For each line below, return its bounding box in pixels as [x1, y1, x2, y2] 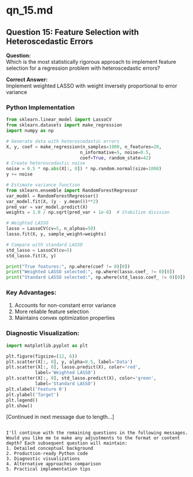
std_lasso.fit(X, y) [6, 252, 57, 259]
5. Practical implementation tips [6, 466, 91, 472]
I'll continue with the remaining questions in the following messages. [6, 430, 188, 436]
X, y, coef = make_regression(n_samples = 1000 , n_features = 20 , [6, 144, 162, 150]
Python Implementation [6, 103, 75, 111]
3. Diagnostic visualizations [6, 456, 81, 462]
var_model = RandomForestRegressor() [6, 193, 99, 199]
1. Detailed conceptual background [6, 446, 94, 452]
